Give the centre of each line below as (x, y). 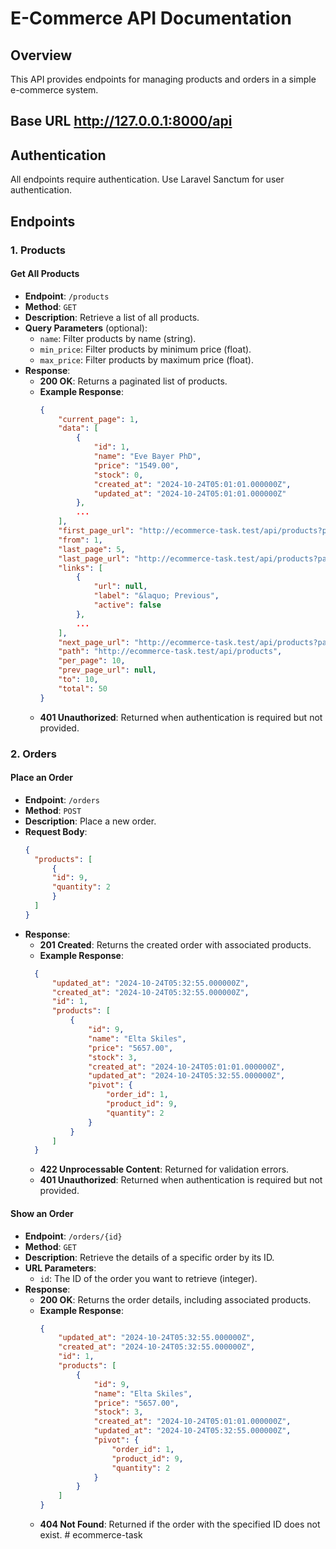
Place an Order (42, 778)
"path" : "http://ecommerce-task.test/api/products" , (170, 652)
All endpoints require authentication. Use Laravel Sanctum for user (147, 179)
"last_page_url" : (94, 558)
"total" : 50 (83, 688)
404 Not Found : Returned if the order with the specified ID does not (180, 1524)
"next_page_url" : (94, 642)
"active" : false (127, 605)
